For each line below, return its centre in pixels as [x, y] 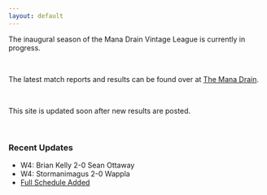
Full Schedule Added [55, 182]
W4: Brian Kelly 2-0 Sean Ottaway [77, 165]
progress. [24, 48]
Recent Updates [41, 147]
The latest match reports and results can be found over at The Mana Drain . [133, 79]
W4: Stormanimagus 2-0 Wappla [75, 173]
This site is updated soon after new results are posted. [100, 110]
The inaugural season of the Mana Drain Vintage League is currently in [127, 39]
